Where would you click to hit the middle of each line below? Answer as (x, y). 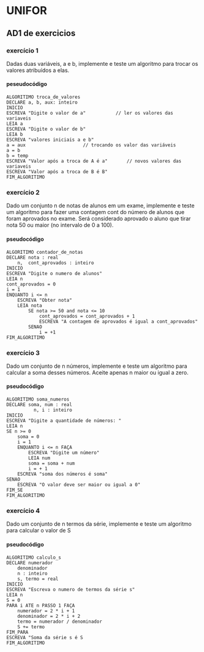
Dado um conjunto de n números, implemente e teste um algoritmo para (97, 366)
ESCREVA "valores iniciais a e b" (50, 140)
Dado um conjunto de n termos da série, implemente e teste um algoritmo (99, 524)
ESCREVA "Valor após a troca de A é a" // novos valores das (94, 161)
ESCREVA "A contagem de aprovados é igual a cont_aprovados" (118, 321)
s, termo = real (38, 579)
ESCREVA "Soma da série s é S (45, 637)
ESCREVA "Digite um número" (64, 453)
